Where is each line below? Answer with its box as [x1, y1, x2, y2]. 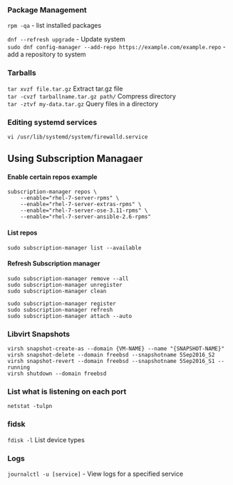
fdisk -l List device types [7, 435, 86, 444]
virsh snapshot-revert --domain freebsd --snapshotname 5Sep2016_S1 [7, 358, 215, 365]
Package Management [7, 5, 87, 15]
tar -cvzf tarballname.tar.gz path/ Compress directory [7, 91, 177, 101]
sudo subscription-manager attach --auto [7, 312, 133, 320]
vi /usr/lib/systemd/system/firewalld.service [7, 133, 148, 141]
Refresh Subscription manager [7, 259, 100, 268]
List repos [7, 228, 38, 237]
